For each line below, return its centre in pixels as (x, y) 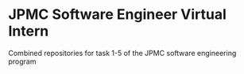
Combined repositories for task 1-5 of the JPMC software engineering (122, 53)
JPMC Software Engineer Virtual (117, 15)
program (22, 61)
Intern (29, 31)
